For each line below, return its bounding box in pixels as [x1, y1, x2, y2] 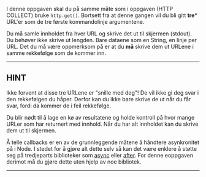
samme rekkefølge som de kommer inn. [6, 49, 106, 57]
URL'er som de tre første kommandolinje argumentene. [6, 18, 145, 25]
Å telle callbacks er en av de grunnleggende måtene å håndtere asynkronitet [6, 139, 200, 146]
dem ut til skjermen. [6, 126, 56, 134]
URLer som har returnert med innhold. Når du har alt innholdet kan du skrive [6, 120, 199, 128]
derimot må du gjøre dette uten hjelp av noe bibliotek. [6, 158, 142, 165]
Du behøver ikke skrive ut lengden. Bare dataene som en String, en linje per [6, 37, 197, 43]
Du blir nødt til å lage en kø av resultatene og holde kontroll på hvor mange [6, 114, 195, 121]
